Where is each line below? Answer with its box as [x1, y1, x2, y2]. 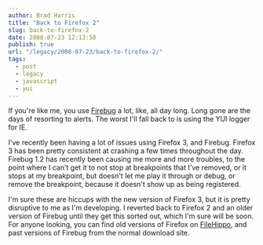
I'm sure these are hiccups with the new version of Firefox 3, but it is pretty [8, 195, 251, 204]
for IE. [8, 122, 27, 132]
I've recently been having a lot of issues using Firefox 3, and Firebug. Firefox [8, 138, 256, 148]
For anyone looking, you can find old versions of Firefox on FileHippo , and [8, 220, 247, 229]
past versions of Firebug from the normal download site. [8, 229, 190, 238]
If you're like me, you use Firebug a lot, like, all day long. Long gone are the [8, 106, 251, 115]
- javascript [15, 77, 58, 85]
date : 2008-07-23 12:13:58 [8, 33, 97, 42]
